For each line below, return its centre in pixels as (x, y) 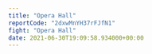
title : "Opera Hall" (43, 15)
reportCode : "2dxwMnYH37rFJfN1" (62, 23)
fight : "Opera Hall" (43, 30)
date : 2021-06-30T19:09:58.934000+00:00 (76, 38)
